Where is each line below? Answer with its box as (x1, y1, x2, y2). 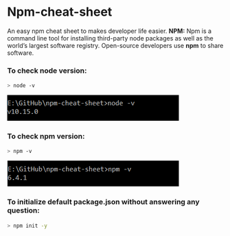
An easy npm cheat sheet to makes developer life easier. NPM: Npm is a (7, 27, 211, 35)
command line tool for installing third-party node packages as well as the (7, 34, 214, 42)
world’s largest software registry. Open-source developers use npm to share (7, 41, 224, 49)
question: (7, 206, 40, 215)
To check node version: (7, 66, 87, 75)
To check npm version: (7, 132, 85, 141)
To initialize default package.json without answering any (7, 197, 200, 206)
